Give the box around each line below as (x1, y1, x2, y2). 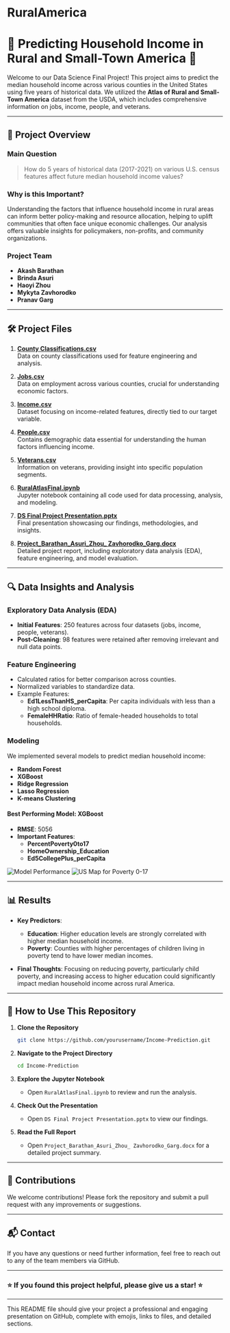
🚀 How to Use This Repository (7, 1005, 136, 1017)
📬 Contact (7, 1227, 55, 1239)
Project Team (7, 252, 53, 261)
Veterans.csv (16, 456, 57, 464)
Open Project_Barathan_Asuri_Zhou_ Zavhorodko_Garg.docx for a (27, 1141, 210, 1149)
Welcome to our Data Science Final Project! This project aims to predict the (7, 73, 219, 82)
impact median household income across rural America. (16, 979, 175, 988)
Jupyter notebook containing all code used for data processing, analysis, (16, 491, 223, 500)
